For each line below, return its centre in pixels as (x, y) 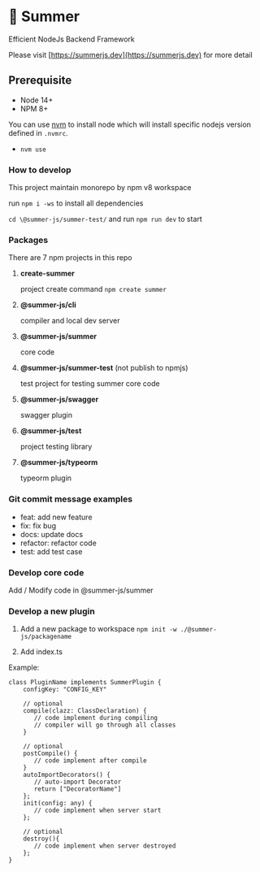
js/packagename (46, 637)
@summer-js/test (51, 431)
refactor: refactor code (58, 543)
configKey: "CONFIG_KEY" (65, 690)
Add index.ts (41, 652)
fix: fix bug (38, 525)
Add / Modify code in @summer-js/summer (81, 590)
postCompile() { (51, 754)
